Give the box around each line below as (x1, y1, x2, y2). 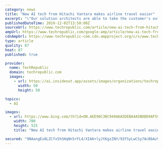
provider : (5, 61, 25, 66)
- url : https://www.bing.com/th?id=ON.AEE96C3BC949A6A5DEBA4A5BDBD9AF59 (9, 114, 160, 119)
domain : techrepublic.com (9, 70, 62, 75)
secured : (5, 136, 23, 141)
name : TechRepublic (9, 65, 49, 70)
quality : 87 (5, 43, 29, 48)
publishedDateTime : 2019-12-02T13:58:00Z (5, 20, 90, 26)
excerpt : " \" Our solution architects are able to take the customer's (5, 16, 151, 21)
